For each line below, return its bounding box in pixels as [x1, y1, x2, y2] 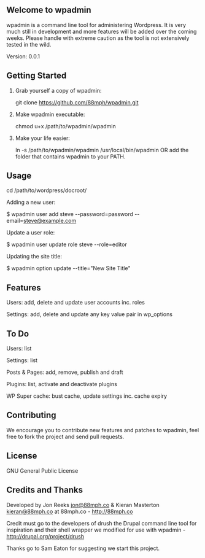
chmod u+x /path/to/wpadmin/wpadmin [15, 122, 116, 130]
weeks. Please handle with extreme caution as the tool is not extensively [6, 34, 190, 42]
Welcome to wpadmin [6, 5, 91, 15]
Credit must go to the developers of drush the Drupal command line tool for [6, 519, 197, 527]
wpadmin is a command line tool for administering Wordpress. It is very [6, 21, 186, 28]
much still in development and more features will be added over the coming [6, 28, 197, 35]
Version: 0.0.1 [6, 52, 40, 60]
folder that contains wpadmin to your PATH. [15, 153, 126, 160]
